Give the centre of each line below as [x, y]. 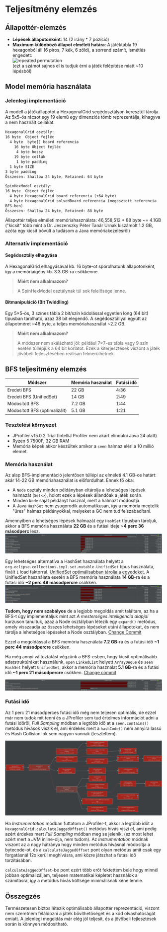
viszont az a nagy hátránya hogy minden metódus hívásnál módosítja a [78, 845]
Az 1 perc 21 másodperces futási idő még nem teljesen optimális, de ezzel [81, 712]
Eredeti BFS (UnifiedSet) [32, 396]
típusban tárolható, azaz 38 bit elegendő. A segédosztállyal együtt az [76, 318]
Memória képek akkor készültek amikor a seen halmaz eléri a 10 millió [83, 446]
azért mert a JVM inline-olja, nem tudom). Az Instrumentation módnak [77, 839]
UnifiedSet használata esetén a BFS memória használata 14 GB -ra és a [78, 577]
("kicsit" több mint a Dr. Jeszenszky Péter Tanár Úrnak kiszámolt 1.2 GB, [79, 225]
